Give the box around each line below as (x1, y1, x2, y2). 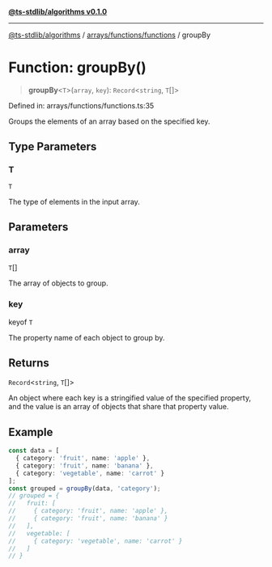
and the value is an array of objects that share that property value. (8, 402, 229, 412)
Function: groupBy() (8, 58, 147, 77)
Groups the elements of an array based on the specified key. (8, 116, 210, 126)
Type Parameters (8, 140, 97, 154)
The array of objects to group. (8, 278, 108, 288)
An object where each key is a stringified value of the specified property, (8, 393, 252, 403)
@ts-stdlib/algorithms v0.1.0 (8, 7, 108, 16)
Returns (8, 356, 50, 370)
